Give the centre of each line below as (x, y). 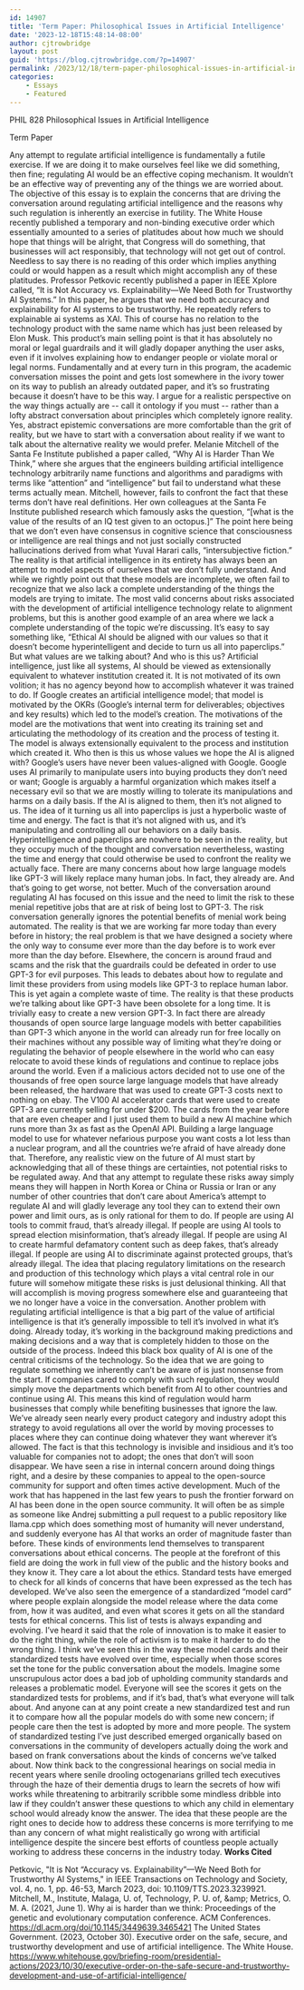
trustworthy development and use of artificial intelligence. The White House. (152, 1946)
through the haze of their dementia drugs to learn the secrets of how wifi (145, 1784)
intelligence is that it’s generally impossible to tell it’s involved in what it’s (144, 1321)
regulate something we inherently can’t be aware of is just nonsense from (147, 1369)
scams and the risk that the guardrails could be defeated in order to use (143, 965)
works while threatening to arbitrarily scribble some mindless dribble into (145, 1794)
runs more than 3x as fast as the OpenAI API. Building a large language (142, 1128)
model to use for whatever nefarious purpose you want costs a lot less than (150, 1138)
